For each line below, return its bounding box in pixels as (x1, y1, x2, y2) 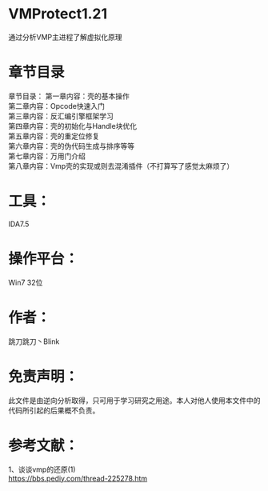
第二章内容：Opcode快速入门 (8, 101, 106, 110)
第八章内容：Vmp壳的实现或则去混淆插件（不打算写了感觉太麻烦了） (8, 161, 234, 170)
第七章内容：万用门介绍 (8, 151, 86, 161)
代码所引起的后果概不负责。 (8, 405, 100, 415)
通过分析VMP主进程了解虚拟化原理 (8, 32, 122, 42)
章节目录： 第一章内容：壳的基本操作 (8, 91, 130, 101)
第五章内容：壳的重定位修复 (8, 131, 100, 141)
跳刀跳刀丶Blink (8, 337, 60, 346)
